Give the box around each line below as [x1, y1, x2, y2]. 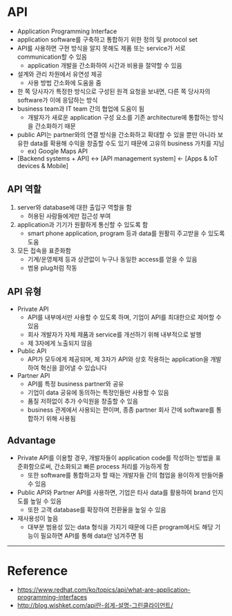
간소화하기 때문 [35, 122, 76, 130]
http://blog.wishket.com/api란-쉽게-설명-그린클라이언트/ [17, 601, 174, 610]
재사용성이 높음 [17, 514, 59, 523]
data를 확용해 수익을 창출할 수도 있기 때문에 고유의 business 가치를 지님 [30, 139, 224, 147]
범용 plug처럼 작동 [27, 264, 77, 272]
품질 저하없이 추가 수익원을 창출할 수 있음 [27, 397, 139, 405]
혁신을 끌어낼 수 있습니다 [40, 363, 107, 372]
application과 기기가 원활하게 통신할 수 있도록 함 [17, 220, 148, 228]
